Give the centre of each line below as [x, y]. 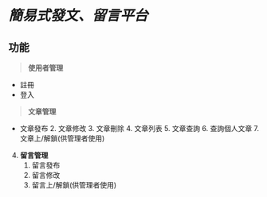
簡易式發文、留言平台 [79, 15]
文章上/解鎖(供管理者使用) [62, 138]
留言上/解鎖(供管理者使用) [74, 185]
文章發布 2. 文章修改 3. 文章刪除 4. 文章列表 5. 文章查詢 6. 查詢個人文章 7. [139, 128]
